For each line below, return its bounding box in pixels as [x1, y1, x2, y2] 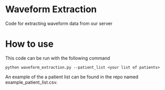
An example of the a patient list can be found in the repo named [5, 74, 139, 80]
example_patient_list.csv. [5, 79, 58, 85]
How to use [5, 38, 54, 50]
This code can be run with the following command [5, 55, 110, 61]
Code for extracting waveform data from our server [5, 20, 113, 26]
